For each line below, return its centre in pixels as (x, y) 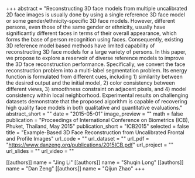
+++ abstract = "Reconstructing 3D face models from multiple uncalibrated (97, 8)
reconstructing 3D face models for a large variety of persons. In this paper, (96, 52)
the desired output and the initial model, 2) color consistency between (90, 83)
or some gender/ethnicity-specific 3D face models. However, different (91, 21)
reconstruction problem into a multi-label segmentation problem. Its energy (97, 70)
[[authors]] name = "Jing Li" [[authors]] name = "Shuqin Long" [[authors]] (95, 162)
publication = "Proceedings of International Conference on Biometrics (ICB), (98, 120)
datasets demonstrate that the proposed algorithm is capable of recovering (97, 101)
